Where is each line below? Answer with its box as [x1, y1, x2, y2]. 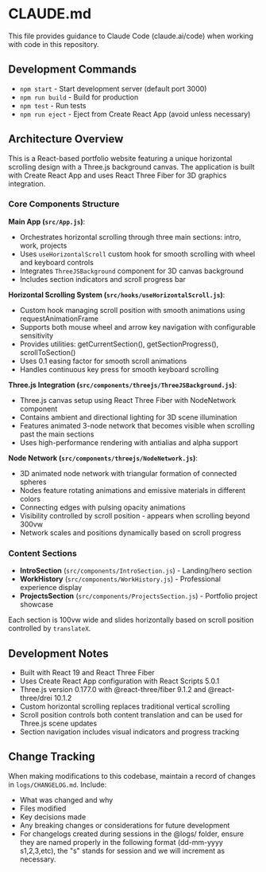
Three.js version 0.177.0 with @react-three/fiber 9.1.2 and [19, 684, 206, 694]
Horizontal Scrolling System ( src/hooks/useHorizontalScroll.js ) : [8, 290, 226, 299]
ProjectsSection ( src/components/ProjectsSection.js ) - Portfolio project [19, 591, 258, 601]
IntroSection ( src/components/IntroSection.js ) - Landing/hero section [19, 566, 253, 576]
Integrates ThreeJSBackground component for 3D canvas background [19, 266, 244, 276]
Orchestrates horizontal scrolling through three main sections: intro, [19, 232, 241, 241]
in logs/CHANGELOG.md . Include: [8, 780, 107, 789]
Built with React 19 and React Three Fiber [19, 667, 155, 677]
